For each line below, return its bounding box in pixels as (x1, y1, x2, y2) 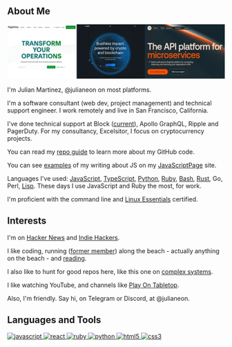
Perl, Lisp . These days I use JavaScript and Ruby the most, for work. (7, 181, 202, 190)
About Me (7, 6, 50, 17)
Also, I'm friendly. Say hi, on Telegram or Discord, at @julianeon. (7, 294, 190, 302)
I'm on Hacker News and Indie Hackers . (7, 233, 120, 241)
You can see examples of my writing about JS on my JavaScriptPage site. (7, 161, 217, 169)
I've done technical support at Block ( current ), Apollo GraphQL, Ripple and (7, 119, 219, 128)
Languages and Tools (7, 314, 101, 326)
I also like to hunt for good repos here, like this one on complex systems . (7, 267, 213, 275)
